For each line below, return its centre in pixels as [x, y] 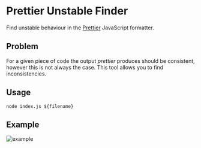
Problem [22, 46]
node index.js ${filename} [40, 106]
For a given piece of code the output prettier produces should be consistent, [100, 61]
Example [23, 124]
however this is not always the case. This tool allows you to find [85, 67]
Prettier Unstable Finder [67, 11]
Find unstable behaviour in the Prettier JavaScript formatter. [80, 28]
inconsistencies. [26, 74]
